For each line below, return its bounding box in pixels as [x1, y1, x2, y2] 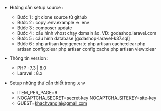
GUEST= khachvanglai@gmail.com [17, 100, 88, 106]
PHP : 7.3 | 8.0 [17, 65, 46, 71]
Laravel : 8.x [17, 70, 43, 76]
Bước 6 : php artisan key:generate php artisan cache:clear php [17, 41, 146, 47]
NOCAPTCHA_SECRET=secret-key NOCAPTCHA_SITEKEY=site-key [17, 95, 157, 101]
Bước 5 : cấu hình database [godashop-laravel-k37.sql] [17, 35, 130, 41]
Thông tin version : [9, 55, 49, 61]
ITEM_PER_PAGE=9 [17, 90, 58, 95]
